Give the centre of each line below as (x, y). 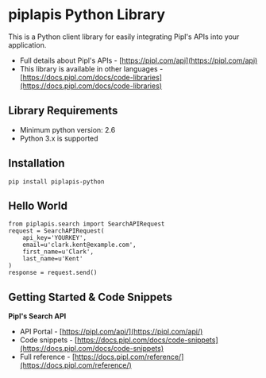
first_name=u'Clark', (58, 252)
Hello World (38, 205)
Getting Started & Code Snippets (91, 297)
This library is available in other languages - (91, 68)
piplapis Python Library (87, 15)
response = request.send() (53, 273)
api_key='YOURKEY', (55, 238)
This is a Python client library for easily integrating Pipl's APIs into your (124, 37)
